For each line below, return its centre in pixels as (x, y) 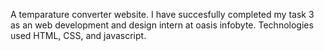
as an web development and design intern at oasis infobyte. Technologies (162, 25)
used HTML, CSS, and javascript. (78, 35)
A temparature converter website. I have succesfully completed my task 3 (162, 14)
